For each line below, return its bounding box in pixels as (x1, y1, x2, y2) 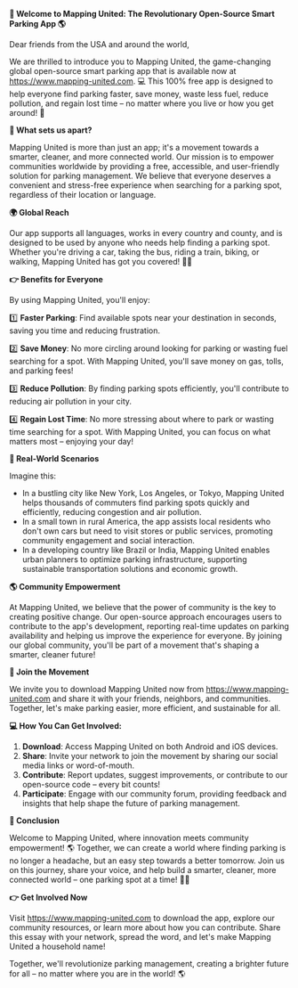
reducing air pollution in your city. (9, 396, 132, 406)
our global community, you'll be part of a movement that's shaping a (9, 640, 260, 650)
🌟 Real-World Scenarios (9, 453, 100, 463)
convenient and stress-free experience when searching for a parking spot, (9, 180, 283, 191)
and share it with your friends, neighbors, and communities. (52, 693, 271, 704)
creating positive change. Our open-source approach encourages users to (9, 611, 282, 622)
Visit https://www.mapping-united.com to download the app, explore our (9, 913, 276, 923)
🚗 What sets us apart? (9, 125, 93, 135)
